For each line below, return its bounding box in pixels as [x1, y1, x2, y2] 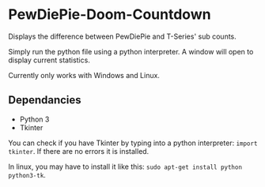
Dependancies [8, 93, 81, 107]
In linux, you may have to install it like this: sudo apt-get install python [8, 162, 243, 171]
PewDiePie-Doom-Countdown [8, 6, 211, 24]
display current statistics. [8, 55, 91, 65]
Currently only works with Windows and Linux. [8, 70, 161, 80]
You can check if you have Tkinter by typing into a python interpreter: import [8, 138, 258, 148]
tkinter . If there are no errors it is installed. [8, 146, 150, 155]
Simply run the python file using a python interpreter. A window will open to [8, 47, 254, 56]
